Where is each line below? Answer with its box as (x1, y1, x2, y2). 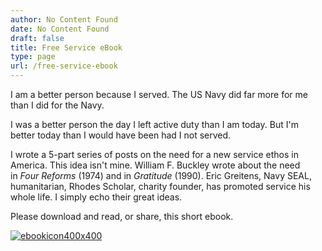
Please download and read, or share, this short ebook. (10, 211, 234, 222)
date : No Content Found (10, 24, 110, 34)
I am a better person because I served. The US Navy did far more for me (10, 89, 308, 100)
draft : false (10, 33, 65, 43)
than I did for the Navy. (10, 99, 105, 111)
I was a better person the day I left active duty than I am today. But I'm (10, 119, 299, 130)
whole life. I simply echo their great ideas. (10, 191, 183, 203)
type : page (10, 52, 56, 62)
